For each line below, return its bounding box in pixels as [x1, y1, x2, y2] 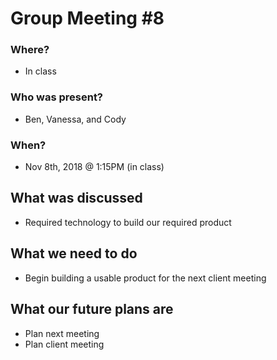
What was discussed [10, 190, 143, 207]
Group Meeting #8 [10, 7, 165, 30]
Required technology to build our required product [24, 216, 232, 228]
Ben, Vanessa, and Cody [24, 113, 127, 125]
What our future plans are [10, 301, 174, 318]
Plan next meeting [24, 327, 100, 339]
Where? [10, 43, 50, 57]
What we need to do [10, 245, 138, 262]
